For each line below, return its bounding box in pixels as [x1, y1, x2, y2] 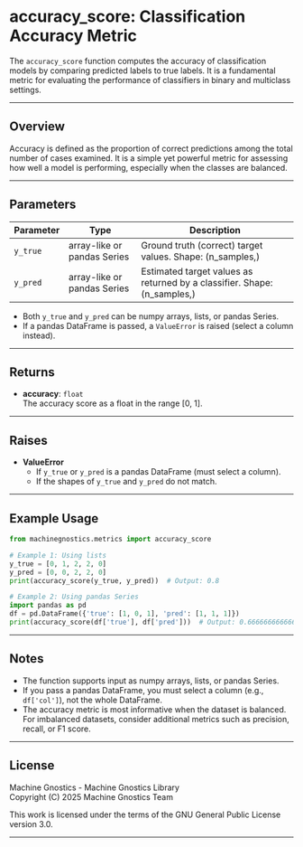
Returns [9, 364, 56, 380]
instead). [22, 330, 56, 341]
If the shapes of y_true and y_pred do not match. [35, 476, 217, 487]
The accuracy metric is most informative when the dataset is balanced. [22, 703, 287, 715]
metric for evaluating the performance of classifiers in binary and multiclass [9, 74, 291, 85]
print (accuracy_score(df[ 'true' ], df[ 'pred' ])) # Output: [9, 617, 236, 626]
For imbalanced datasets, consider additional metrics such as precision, [22, 713, 290, 724]
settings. [9, 84, 42, 95]
